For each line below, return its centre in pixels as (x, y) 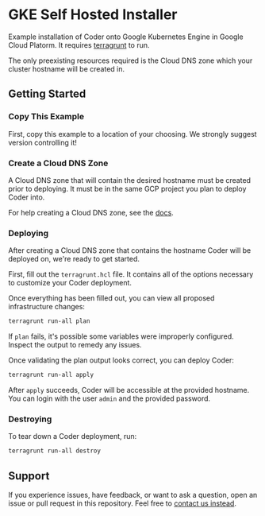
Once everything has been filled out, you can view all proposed (111, 298)
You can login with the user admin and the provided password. (109, 398)
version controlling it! (43, 142)
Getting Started (47, 94)
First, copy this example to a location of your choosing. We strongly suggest (132, 134)
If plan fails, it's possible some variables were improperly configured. (121, 336)
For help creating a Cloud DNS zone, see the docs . (91, 212)
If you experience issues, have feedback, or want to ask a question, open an (133, 495)
